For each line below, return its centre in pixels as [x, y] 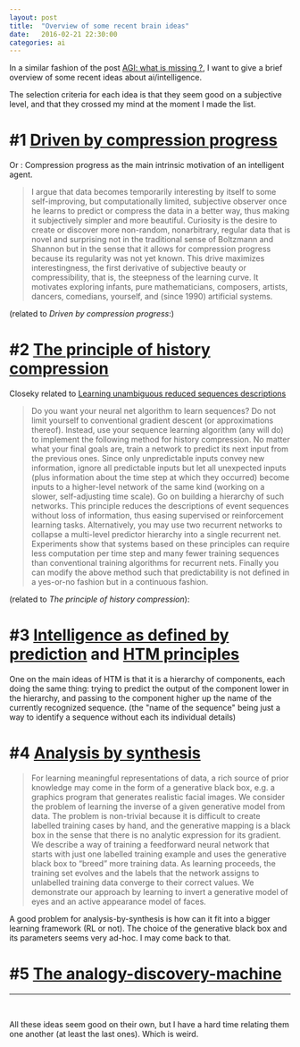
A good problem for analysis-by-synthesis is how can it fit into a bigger [140, 919]
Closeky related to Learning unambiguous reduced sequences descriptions [148, 393]
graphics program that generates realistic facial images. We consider [158, 797]
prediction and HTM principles [125, 654]
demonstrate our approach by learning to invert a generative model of [159, 892]
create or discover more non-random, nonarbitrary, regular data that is [161, 230]
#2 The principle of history [110, 350]
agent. [21, 174]
